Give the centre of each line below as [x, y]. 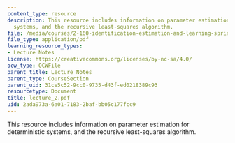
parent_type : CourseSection [48, 78]
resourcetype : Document [42, 91]
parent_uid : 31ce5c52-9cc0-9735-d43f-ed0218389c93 [83, 85]
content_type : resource [42, 14]
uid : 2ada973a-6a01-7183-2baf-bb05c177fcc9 [72, 105]
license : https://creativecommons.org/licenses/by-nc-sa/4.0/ [100, 59]
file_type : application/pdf [48, 40]
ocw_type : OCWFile [34, 66]
